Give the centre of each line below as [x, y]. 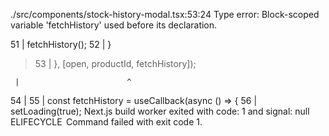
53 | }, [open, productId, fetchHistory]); [115, 63]
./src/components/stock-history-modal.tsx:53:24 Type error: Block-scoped [165, 14]
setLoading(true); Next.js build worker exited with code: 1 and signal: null [160, 111]
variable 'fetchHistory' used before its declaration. [114, 25]
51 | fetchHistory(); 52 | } [61, 44]
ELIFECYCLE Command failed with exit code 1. [106, 122]
